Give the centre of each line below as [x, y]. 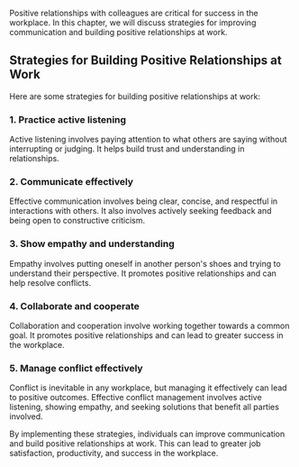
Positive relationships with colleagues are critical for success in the [134, 13]
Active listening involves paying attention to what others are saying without [148, 140]
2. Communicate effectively [71, 182]
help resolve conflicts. [50, 282]
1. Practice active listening [68, 119]
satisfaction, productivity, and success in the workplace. [114, 453]
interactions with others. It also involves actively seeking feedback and [140, 211]
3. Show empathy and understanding [92, 244]
